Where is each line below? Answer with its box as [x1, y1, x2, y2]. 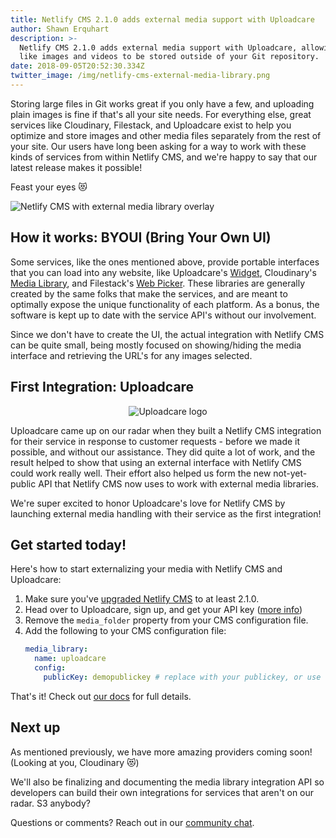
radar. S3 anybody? [10, 797, 91, 809]
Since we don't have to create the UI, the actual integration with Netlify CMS [10, 328, 325, 340]
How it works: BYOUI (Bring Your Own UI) [10, 229, 272, 246]
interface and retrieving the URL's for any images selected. [10, 349, 253, 361]
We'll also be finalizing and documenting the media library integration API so [10, 776, 325, 788]
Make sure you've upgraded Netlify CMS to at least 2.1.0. [24, 593, 260, 605]
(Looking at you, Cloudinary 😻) [10, 756, 140, 768]
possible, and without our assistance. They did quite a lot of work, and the [10, 446, 316, 458]
